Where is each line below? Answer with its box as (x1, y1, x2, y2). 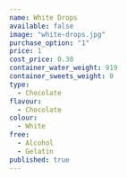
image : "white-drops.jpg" (9, 30, 106, 39)
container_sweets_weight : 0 (9, 72, 114, 81)
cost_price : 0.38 (9, 55, 74, 64)
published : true (9, 155, 70, 165)
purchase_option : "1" (9, 38, 90, 48)
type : (9, 80, 30, 89)
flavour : (9, 96, 42, 106)
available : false (9, 22, 74, 31)
